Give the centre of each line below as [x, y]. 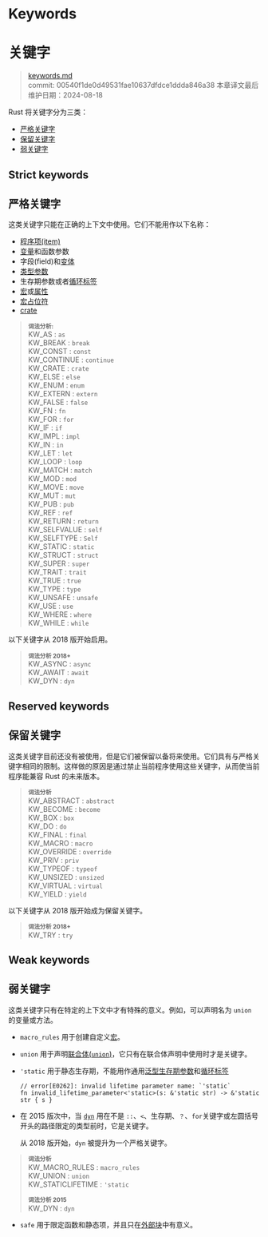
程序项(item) [40, 241]
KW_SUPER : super [59, 563]
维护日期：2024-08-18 [65, 95]
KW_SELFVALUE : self [65, 530]
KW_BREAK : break [59, 343]
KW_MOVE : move [56, 487]
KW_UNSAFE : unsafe [63, 598]
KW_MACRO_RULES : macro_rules [84, 1167]
